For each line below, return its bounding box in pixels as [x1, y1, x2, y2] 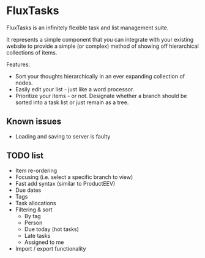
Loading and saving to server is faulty [15, 132, 111, 140]
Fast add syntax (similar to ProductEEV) [15, 180, 116, 187]
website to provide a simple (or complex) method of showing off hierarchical [6, 42, 199, 50]
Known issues [6, 116, 62, 127]
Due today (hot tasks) [24, 225, 80, 233]
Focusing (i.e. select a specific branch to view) [15, 173, 133, 181]
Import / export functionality [15, 245, 86, 252]
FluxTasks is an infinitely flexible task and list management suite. [6, 24, 169, 31]
